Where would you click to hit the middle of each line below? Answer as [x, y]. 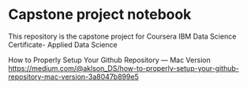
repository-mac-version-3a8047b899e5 [74, 76]
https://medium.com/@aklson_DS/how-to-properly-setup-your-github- [123, 68]
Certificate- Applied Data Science [63, 44]
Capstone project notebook [100, 15]
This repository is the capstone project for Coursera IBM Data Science [122, 36]
